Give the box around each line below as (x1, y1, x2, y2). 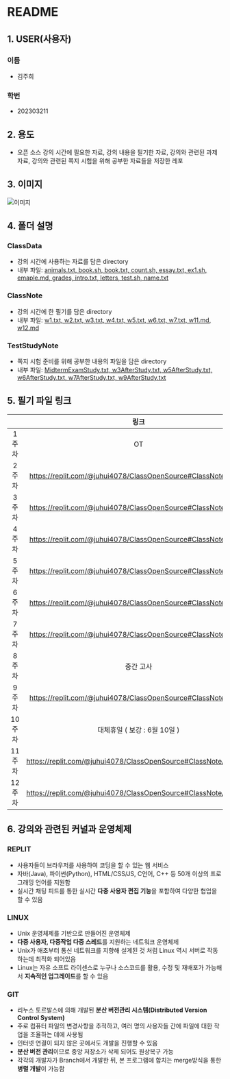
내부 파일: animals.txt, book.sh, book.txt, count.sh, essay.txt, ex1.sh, (16, 266, 207, 274)
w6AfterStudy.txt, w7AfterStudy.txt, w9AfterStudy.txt (16, 374, 166, 382)
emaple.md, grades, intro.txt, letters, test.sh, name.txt (16, 274, 169, 282)
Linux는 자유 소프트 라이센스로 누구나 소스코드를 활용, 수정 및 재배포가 (16, 963, 204, 971)
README (7, 4, 59, 20)
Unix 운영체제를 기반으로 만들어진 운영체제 (16, 929, 131, 937)
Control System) (16, 1014, 65, 1022)
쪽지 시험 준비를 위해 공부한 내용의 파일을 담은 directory (16, 357, 167, 365)
